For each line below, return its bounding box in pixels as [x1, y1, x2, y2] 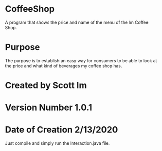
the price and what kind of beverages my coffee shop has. [5, 63, 123, 68]
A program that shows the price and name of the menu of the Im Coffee [5, 19, 149, 25]
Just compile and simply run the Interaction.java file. [5, 140, 110, 146]
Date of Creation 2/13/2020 [5, 124, 118, 135]
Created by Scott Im [5, 80, 87, 91]
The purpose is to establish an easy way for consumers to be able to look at [5, 57, 157, 64]
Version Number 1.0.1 [5, 102, 92, 113]
